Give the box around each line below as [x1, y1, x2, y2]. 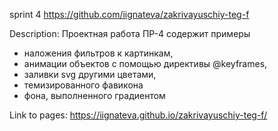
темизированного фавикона [23, 79, 144, 91]
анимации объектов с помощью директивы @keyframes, [23, 58, 268, 69]
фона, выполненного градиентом [23, 90, 166, 101]
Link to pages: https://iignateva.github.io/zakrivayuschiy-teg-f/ [9, 109, 268, 121]
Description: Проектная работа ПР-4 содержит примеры [9, 28, 251, 39]
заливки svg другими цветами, [23, 69, 157, 80]
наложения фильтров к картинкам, [23, 47, 174, 59]
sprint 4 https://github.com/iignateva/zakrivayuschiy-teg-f [9, 9, 250, 20]
